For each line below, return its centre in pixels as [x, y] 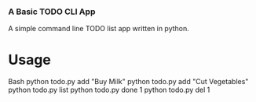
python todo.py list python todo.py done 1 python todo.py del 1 [109, 90]
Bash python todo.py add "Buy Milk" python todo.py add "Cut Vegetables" [128, 82]
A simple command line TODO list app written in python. [99, 29]
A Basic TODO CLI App [52, 12]
